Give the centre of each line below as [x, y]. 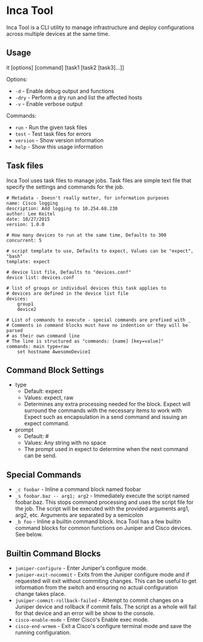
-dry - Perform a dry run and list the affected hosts [78, 97]
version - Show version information [59, 140]
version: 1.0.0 [25, 224]
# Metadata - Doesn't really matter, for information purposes [88, 198]
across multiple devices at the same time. [58, 33]
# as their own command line [43, 336]
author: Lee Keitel [31, 214]
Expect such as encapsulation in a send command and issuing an [106, 417]
